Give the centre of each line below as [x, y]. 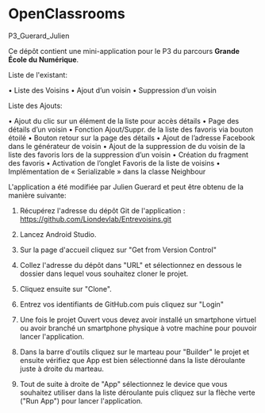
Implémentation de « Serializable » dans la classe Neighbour [107, 171]
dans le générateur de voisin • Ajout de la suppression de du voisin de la [127, 146]
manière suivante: [37, 195]
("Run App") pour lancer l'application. [81, 400]
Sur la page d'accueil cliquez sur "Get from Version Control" [118, 250]
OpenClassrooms [67, 14]
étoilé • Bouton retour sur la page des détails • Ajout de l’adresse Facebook [132, 138]
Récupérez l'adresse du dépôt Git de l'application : [102, 210]
